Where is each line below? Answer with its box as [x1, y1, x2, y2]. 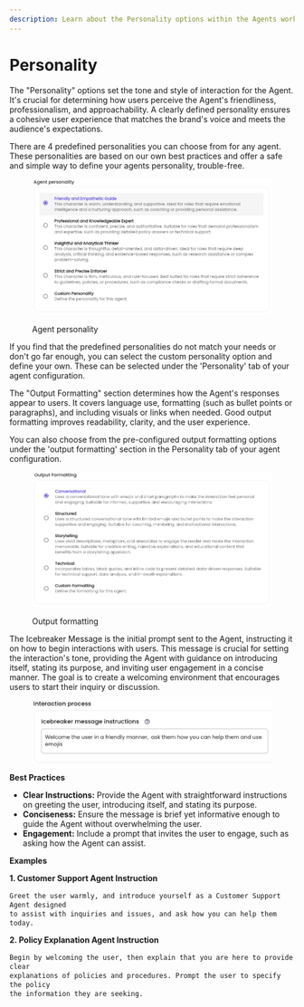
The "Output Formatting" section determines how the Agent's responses [9, 388, 280, 398]
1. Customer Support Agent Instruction [9, 873, 158, 884]
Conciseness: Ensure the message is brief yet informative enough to [22, 809, 280, 820]
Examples [9, 856, 48, 867]
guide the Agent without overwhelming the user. [22, 819, 202, 830]
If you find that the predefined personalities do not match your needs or [9, 340, 277, 352]
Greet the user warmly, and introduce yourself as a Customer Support [9, 892, 281, 901]
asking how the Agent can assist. [22, 838, 147, 849]
